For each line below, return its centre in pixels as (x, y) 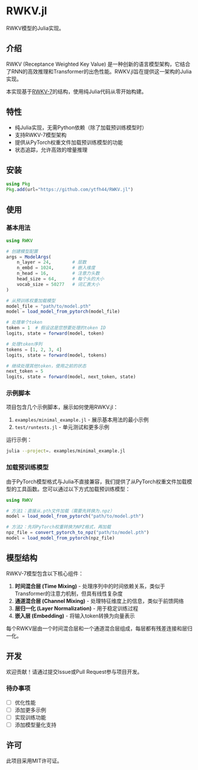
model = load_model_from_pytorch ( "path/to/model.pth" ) (75, 516)
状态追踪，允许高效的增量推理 (51, 149)
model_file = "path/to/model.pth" (49, 306)
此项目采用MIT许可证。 (34, 761)
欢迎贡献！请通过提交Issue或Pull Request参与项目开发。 (74, 672)
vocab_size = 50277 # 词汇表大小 (58, 284)
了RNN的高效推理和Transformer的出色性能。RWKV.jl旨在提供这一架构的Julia (99, 71)
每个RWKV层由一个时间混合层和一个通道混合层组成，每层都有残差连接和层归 (99, 628)
